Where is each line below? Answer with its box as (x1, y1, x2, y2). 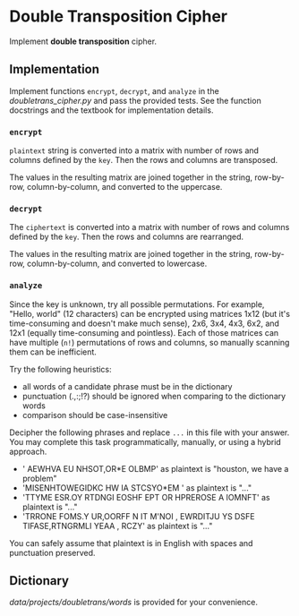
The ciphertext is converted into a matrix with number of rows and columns (9, 222, 290, 233)
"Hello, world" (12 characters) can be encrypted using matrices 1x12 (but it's (9, 308, 291, 319)
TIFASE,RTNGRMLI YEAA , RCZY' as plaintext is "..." (21, 520, 213, 531)
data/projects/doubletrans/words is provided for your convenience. (9, 597, 258, 608)
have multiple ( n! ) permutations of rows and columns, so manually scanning (9, 337, 290, 347)
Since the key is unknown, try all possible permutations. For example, (9, 298, 265, 310)
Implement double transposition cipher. (9, 36, 158, 47)
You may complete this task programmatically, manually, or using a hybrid (9, 436, 282, 447)
